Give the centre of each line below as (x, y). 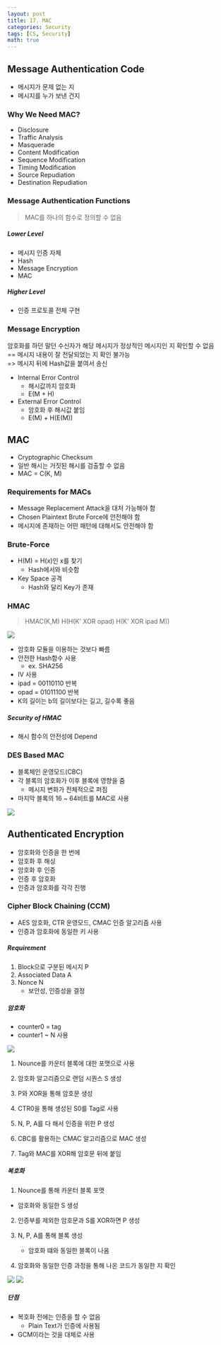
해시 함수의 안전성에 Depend (57, 736)
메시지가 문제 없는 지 (46, 86)
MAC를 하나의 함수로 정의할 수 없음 (73, 217)
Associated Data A (44, 975)
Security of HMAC (35, 718)
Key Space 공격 (40, 578)
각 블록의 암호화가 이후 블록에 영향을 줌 (71, 780)
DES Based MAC (36, 755)
